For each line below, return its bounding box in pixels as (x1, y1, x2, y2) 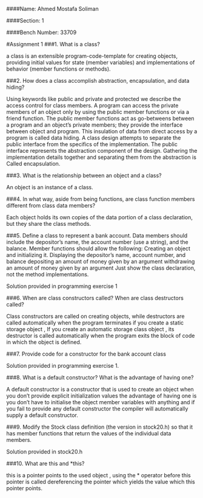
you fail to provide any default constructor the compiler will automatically (6, 405, 188, 412)
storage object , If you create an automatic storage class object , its (6, 326, 175, 332)
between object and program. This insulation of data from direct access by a (6, 128, 198, 135)
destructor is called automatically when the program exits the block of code (6, 332, 195, 339)
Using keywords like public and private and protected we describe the (6, 96, 181, 102)
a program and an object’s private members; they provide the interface (6, 121, 183, 128)
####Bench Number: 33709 (6, 29, 77, 36)
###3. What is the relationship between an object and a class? (6, 172, 162, 179)
